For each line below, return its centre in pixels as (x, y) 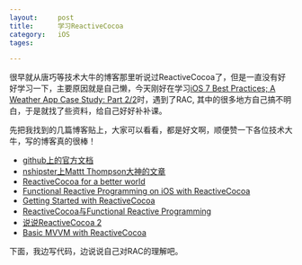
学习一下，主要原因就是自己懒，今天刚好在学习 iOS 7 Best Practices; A (146, 88)
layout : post (42, 18)
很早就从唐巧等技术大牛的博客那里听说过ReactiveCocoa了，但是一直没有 (144, 77)
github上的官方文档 (58, 160)
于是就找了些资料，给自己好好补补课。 (96, 111)
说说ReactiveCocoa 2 (62, 223)
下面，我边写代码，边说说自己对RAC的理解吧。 (96, 252)
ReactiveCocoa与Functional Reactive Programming (117, 211)
